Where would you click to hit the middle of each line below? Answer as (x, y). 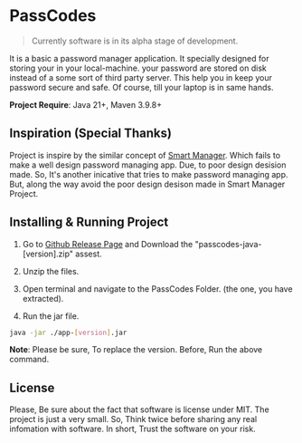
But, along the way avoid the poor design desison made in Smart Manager (147, 184)
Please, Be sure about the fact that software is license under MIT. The (139, 409)
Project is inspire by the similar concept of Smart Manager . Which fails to (145, 155)
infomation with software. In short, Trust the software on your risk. (132, 429)
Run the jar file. (51, 316)
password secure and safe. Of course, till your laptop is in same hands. (142, 87)
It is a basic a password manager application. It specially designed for (139, 58)
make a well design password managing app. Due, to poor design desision (148, 165)
